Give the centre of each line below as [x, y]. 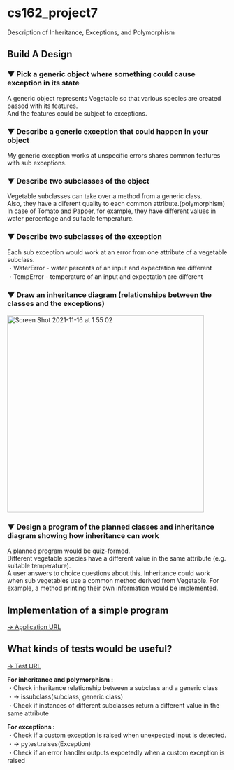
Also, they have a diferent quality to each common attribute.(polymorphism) [116, 204]
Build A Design [40, 54]
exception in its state [43, 83]
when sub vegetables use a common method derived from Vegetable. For [113, 581]
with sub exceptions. [37, 163]
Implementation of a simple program [88, 610]
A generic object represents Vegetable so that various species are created [114, 98]
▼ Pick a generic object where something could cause [101, 74]
